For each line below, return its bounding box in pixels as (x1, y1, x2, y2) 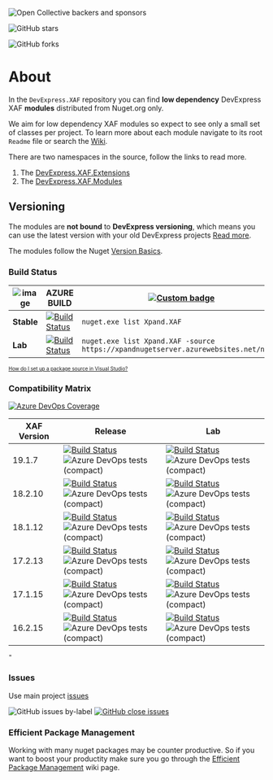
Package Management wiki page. (8, 762, 120, 772)
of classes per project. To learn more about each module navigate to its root (8, 127, 262, 137)
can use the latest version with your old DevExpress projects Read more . (8, 230, 252, 240)
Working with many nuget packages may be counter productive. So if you (8, 745, 255, 755)
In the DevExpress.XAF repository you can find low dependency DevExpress (8, 94, 262, 104)
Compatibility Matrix (8, 382, 92, 394)
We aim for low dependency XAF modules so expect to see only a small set (8, 119, 260, 129)
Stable (12, 316, 38, 328)
